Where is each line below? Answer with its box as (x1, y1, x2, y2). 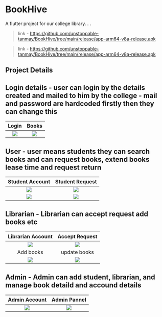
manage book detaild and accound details (5, 281, 142, 289)
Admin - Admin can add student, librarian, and (5, 273, 155, 282)
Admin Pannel (51, 296, 86, 303)
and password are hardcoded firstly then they (5, 99, 154, 108)
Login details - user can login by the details (5, 83, 146, 92)
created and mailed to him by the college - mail (5, 91, 157, 100)
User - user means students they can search (5, 147, 150, 156)
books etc (5, 218, 38, 227)
